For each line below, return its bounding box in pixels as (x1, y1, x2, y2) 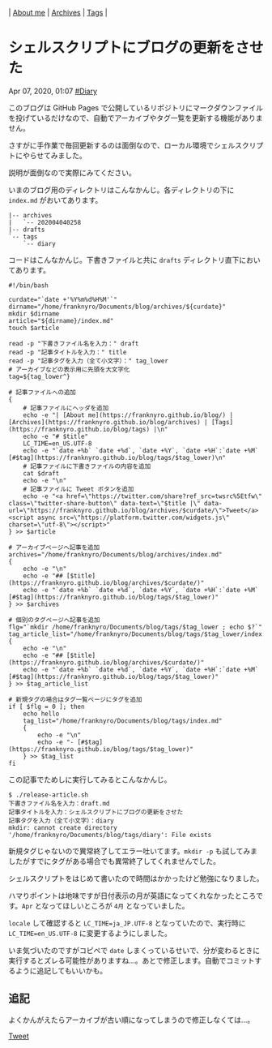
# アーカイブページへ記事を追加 (8, 543, 100, 552)
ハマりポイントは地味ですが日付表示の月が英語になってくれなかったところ (8, 891, 257, 900)
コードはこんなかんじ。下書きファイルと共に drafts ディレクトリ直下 (8, 255, 240, 264)
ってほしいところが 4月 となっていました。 (48, 900, 189, 910)
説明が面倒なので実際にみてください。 (8, 167, 136, 178)
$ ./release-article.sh (8, 791, 89, 799)
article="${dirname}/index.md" (8, 316, 114, 324)
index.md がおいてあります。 (8, 195, 103, 204)
